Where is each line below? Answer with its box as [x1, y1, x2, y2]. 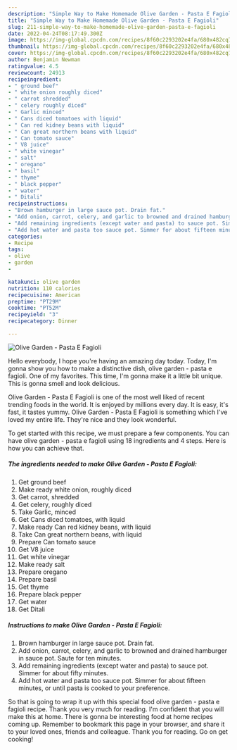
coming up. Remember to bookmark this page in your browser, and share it [8, 720, 225, 728]
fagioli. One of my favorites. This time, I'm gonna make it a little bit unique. [8, 371, 223, 380]
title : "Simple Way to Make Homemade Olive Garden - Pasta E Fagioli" [8, 17, 219, 24]
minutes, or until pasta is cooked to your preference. [18, 684, 170, 692]
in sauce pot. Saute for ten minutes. [18, 654, 122, 662]
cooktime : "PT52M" [8, 304, 62, 312]
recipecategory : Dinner [8, 318, 78, 325]
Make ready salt [18, 560, 65, 568]
